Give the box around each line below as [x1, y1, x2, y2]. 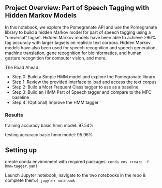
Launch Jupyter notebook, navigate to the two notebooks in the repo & [5, 172, 146, 178]
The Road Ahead [5, 64, 39, 70]
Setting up [5, 146, 37, 154]
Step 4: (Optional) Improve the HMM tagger [12, 99, 99, 105]
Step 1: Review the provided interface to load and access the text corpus [12, 79, 157, 85]
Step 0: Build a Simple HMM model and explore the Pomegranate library [12, 73, 156, 79]
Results [5, 111, 23, 118]
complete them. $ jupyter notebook [5, 177, 75, 183]
